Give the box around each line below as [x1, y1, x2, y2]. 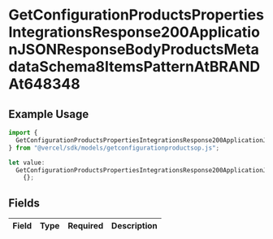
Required [67, 220, 104, 232]
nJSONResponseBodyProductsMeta [8, 41, 260, 59]
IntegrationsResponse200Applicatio [8, 23, 260, 41]
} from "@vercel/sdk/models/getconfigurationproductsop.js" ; [8, 144, 220, 152]
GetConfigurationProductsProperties [8, 6, 264, 24]
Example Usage [8, 107, 89, 121]
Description [110, 220, 158, 232]
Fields [8, 196, 41, 210]
